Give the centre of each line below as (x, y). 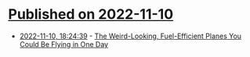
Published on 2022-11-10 (91, 14)
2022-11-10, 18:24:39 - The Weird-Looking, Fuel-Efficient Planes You (130, 36)
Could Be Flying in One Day (63, 44)
